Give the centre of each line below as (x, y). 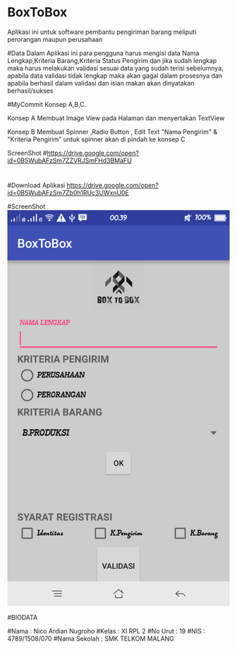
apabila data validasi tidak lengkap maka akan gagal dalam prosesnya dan (115, 76)
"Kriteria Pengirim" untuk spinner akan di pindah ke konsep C (96, 139)
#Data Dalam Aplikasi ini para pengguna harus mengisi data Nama (103, 53)
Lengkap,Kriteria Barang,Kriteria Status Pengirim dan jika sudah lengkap (112, 60)
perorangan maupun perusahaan (55, 39)
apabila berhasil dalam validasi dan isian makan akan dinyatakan (101, 83)
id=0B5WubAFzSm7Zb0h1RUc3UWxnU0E (68, 193)
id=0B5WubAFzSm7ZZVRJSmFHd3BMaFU (69, 160)
